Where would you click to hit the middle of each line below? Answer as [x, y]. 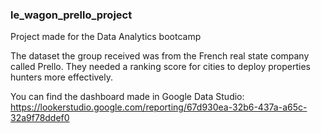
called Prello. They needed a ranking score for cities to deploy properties [160, 67]
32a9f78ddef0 [40, 118]
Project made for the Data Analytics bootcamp [106, 37]
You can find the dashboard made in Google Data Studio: [127, 97]
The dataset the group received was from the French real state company [160, 56]
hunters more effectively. [62, 77]
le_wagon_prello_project [71, 15]
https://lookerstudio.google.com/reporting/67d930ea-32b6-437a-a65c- [159, 107]
